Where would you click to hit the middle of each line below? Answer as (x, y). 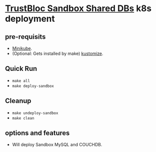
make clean (23, 118)
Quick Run (21, 69)
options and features (37, 133)
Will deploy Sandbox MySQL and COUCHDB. (57, 145)
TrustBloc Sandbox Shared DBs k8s (78, 8)
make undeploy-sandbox (35, 113)
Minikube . (22, 48)
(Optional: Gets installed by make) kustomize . (58, 53)
